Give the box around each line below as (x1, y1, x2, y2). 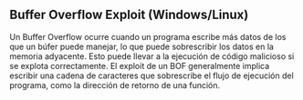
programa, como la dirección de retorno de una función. (9, 79, 221, 90)
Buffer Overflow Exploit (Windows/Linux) (9, 7, 249, 23)
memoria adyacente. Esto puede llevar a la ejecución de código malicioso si (9, 50, 295, 62)
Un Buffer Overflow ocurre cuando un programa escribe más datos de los (9, 31, 287, 42)
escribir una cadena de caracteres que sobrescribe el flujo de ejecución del (9, 70, 294, 81)
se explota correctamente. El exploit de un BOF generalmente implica (9, 60, 270, 71)
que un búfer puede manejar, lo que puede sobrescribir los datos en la (9, 41, 274, 52)
